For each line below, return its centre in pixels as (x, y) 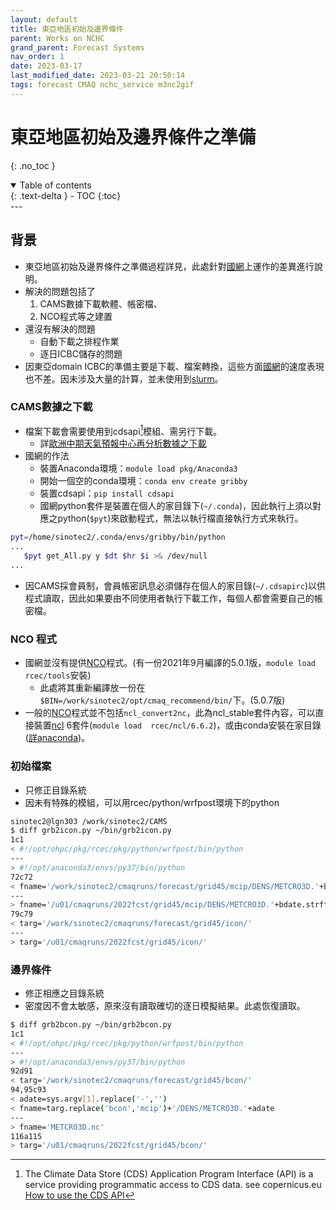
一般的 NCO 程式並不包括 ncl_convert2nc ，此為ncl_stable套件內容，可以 (170, 713)
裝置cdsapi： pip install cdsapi (107, 493)
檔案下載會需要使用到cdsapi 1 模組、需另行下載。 (123, 430)
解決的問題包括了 (60, 291)
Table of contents (55, 185)
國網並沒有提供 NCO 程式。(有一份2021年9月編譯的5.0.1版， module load (170, 663)
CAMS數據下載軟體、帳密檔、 (101, 303)
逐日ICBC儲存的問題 (81, 353)
